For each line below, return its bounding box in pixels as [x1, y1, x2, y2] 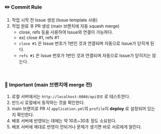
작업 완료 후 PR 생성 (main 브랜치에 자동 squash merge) [11, 23, 120, 29]
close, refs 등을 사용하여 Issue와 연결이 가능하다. [19, 29, 113, 35]
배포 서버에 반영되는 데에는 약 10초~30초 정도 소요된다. [11, 117, 117, 123]
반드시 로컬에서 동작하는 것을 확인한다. [11, 100, 85, 105]
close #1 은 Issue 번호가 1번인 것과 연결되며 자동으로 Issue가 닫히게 [19, 40, 149, 47]
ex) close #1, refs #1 [19, 35, 59, 41]
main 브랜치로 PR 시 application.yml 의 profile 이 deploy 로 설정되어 [11, 105, 146, 111]
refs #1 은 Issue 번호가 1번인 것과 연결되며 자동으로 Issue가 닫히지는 [19, 52, 151, 59]
